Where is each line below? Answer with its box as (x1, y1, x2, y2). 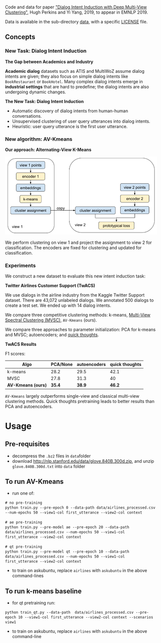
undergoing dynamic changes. (5, 89, 67, 95)
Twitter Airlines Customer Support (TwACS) (5, 282, 96, 288)
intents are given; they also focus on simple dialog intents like (5, 73, 128, 79)
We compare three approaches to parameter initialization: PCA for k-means (5, 326, 156, 332)
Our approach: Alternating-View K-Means (5, 147, 91, 152)
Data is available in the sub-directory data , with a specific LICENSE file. (5, 19, 148, 24)
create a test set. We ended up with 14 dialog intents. (5, 302, 111, 308)
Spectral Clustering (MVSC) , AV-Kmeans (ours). (5, 317, 97, 323)
